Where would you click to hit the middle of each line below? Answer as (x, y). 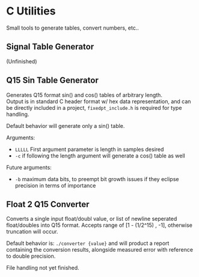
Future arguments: (29, 167)
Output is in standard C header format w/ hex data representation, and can (99, 101)
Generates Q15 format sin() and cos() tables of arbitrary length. (84, 95)
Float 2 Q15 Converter (48, 204)
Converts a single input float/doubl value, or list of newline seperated (92, 219)
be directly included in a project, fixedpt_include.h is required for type (94, 107)
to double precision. (31, 256)
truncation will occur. (32, 232)
